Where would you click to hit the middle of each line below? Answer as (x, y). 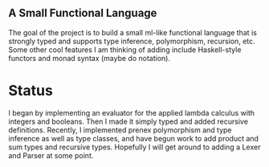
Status (31, 91)
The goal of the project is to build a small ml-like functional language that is (132, 32)
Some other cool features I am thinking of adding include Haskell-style (125, 49)
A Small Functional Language (83, 13)
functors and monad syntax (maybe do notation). (90, 58)
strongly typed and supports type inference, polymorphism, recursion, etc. (132, 41)
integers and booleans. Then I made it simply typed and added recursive (128, 121)
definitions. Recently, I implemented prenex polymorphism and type (120, 130)
